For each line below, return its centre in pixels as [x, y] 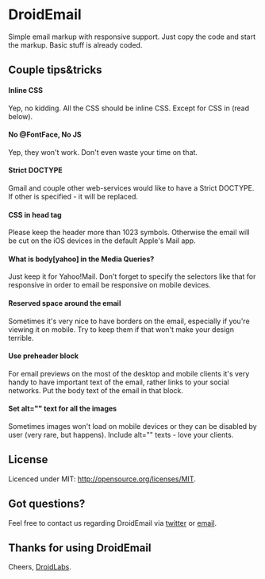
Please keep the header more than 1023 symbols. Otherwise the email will [129, 233]
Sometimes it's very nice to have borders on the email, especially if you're [129, 321]
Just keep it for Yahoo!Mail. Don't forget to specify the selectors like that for [132, 276]
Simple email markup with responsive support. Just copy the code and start [132, 37]
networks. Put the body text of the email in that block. [96, 390]
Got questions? [47, 504]
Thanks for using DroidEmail [80, 548]
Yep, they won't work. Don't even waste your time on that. [103, 152]
